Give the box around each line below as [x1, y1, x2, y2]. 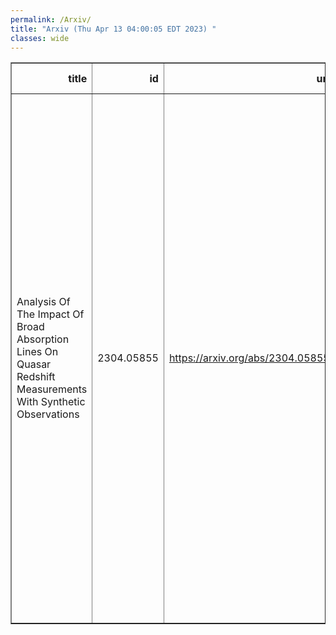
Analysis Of [16, 295, 71, 309]
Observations [16, 407, 80, 421]
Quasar [16, 357, 52, 371]
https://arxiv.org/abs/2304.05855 [168, 351, 330, 365]
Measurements [16, 382, 88, 396]
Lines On [16, 345, 59, 359]
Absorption [16, 332, 70, 346]
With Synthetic [16, 395, 86, 409]
